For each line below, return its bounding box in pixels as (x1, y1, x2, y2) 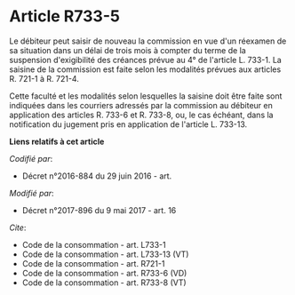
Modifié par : (9, 187, 55, 198)
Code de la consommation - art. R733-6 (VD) (21, 267, 187, 278)
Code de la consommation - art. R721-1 (21, 258, 165, 268)
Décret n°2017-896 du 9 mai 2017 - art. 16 (21, 204, 177, 215)
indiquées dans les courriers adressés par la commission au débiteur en (9, 100, 274, 110)
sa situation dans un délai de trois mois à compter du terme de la (9, 44, 246, 55)
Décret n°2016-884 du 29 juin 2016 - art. (21, 171, 172, 181)
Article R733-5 (9, 6, 120, 27)
